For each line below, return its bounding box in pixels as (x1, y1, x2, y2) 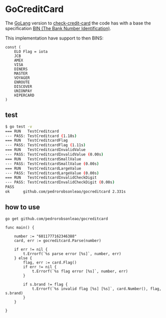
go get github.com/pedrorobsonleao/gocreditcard (5, 216, 108, 221)
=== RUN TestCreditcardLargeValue (5, 166, 81, 171)
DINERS (14, 66, 28, 71)
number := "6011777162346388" (14, 233, 77, 238)
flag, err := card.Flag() (23, 260, 77, 265)
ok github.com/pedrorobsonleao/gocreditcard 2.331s (5, 189, 126, 194)
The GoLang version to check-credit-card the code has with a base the (5, 20, 151, 26)
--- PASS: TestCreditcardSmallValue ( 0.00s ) (5, 161, 99, 166)
